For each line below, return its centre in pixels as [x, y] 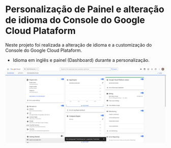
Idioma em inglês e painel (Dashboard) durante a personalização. [81, 60]
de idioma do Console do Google [75, 20]
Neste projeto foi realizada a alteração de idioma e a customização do [79, 45]
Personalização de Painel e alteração [85, 9]
